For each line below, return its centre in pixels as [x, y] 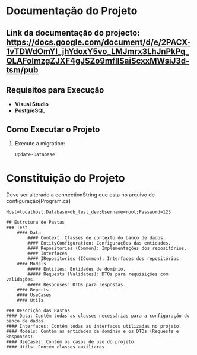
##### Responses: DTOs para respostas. [77, 285]
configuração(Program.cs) [39, 201]
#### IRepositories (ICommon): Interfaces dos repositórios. [105, 259]
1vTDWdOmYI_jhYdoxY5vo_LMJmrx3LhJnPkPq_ [98, 51]
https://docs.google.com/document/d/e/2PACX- [99, 42]
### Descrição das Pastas [38, 311]
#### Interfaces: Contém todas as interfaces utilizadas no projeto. [94, 327]
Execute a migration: [40, 144]
